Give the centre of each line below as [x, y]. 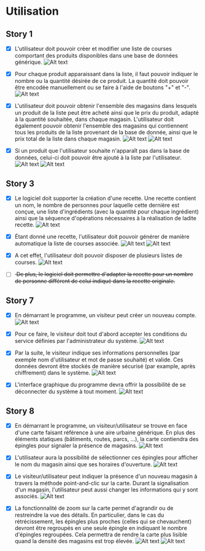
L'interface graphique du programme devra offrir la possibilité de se [100, 385]
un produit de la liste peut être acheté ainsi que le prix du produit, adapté [106, 113]
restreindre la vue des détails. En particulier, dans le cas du [89, 515]
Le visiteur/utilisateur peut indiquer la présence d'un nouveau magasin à [106, 476]
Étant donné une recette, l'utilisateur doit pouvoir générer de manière [102, 237]
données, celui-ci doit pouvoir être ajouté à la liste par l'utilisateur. [98, 158]
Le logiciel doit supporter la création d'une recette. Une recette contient [105, 198]
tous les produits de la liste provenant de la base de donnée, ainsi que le [106, 133]
